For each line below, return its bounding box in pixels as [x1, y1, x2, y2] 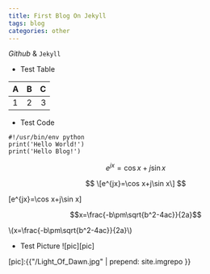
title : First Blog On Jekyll [8, 11, 107, 20]
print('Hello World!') [8, 140, 85, 149]
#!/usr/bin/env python [8, 134, 85, 142]
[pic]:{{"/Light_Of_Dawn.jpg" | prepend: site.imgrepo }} [8, 257, 191, 267]
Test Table [19, 64, 55, 74]
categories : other [8, 27, 70, 35]
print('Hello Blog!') [8, 147, 82, 156]
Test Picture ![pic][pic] [19, 241, 95, 251]
